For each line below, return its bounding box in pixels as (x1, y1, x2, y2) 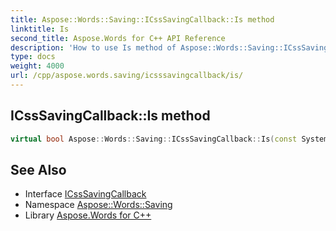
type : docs (10, 52, 56, 62)
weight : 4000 (10, 61, 65, 71)
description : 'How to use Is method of (10, 42, 177, 53)
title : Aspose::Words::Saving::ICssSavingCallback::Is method (10, 14, 275, 25)
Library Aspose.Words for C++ (24, 209, 152, 221)
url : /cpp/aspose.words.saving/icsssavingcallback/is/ (10, 71, 244, 81)
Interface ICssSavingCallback (24, 188, 147, 200)
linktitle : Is (10, 24, 70, 34)
